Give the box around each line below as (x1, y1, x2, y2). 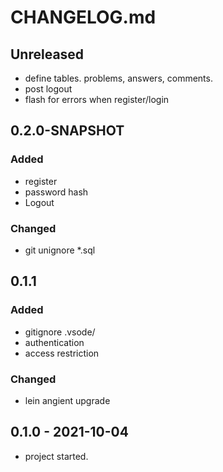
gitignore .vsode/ (24, 326, 96, 338)
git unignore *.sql (24, 244, 96, 256)
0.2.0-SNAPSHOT (10, 122, 125, 140)
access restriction (24, 347, 100, 359)
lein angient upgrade (24, 394, 111, 406)
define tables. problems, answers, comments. (24, 72, 213, 84)
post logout (24, 83, 73, 95)
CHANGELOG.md (10, 6, 157, 29)
